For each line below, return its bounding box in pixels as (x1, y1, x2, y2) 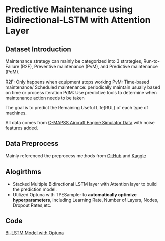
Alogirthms (5, 168, 41, 176)
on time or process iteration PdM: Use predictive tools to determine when (5, 90, 157, 95)
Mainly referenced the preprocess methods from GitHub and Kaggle (5, 152, 146, 159)
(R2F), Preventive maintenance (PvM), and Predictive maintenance (20, 64, 158, 69)
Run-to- (143, 58, 160, 64)
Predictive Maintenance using (5, 4, 133, 15)
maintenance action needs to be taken (5, 95, 85, 101)
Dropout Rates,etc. (12, 202, 52, 208)
